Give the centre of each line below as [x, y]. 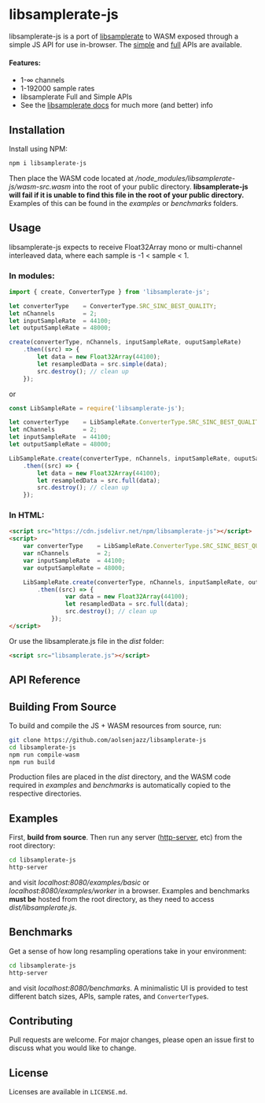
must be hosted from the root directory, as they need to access [112, 899]
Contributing [41, 1021]
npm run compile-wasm [44, 755]
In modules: [32, 275]
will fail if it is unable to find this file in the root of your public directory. [127, 195]
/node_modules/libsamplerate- [186, 178]
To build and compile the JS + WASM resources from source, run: [116, 726]
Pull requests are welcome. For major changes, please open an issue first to [132, 1040]
